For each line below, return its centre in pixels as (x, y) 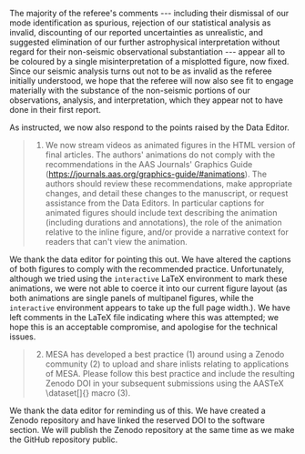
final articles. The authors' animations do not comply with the (160, 155)
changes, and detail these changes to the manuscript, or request (167, 193)
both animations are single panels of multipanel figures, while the (132, 298)
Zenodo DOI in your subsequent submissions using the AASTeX (164, 383)
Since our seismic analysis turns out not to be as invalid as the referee (141, 71)
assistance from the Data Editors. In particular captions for (155, 203)
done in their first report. (56, 110)
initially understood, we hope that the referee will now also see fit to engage (152, 81)
